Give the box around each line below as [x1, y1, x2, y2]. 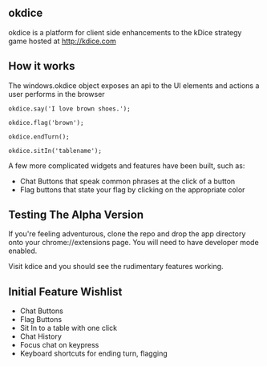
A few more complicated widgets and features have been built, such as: [8, 160, 245, 171]
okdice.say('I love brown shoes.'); [8, 104, 131, 113]
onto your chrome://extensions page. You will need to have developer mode [8, 238, 259, 247]
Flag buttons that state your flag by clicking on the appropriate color [19, 184, 245, 195]
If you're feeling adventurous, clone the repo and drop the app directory [8, 229, 246, 239]
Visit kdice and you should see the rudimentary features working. [8, 262, 224, 271]
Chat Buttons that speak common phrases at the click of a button [19, 176, 236, 186]
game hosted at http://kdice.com [8, 36, 116, 46]
